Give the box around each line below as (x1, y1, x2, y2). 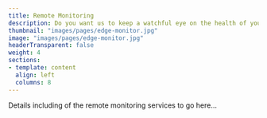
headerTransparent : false (8, 41, 94, 49)
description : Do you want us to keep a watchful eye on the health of (8, 19, 247, 27)
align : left (15, 71, 56, 79)
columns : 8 (15, 78, 52, 86)
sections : (8, 57, 41, 65)
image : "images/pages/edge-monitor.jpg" (8, 33, 145, 42)
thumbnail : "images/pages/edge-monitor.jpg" (8, 26, 158, 34)
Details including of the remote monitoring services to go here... (8, 100, 217, 110)
